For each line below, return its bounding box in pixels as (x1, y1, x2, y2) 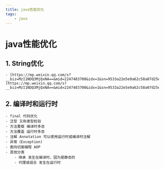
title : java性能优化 (5, 7, 44, 12)
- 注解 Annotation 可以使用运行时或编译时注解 (5, 135, 91, 139)
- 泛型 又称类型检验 (5, 119, 41, 124)
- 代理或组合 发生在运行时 (14, 160, 61, 165)
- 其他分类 (5, 150, 25, 155)
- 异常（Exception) (5, 139, 43, 145)
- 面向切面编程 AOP (5, 145, 41, 150)
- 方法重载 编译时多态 (5, 124, 45, 129)
